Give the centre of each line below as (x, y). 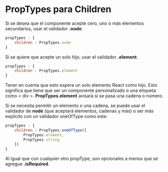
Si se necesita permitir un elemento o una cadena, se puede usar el (75, 106)
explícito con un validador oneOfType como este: (56, 117)
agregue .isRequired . (27, 164)
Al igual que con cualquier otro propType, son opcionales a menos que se (82, 159)
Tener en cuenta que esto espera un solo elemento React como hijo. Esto (81, 85)
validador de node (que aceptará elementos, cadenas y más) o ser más (79, 111)
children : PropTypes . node (43, 42)
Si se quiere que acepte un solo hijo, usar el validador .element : (72, 57)
